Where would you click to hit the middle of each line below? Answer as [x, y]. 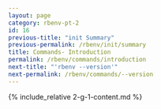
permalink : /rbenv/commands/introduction [77, 60]
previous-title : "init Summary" [61, 38]
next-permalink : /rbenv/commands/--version [81, 74]
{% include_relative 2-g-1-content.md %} [75, 96]
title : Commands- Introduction [60, 52]
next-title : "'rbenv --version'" [63, 67]
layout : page [30, 15]
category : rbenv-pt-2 [44, 23]
